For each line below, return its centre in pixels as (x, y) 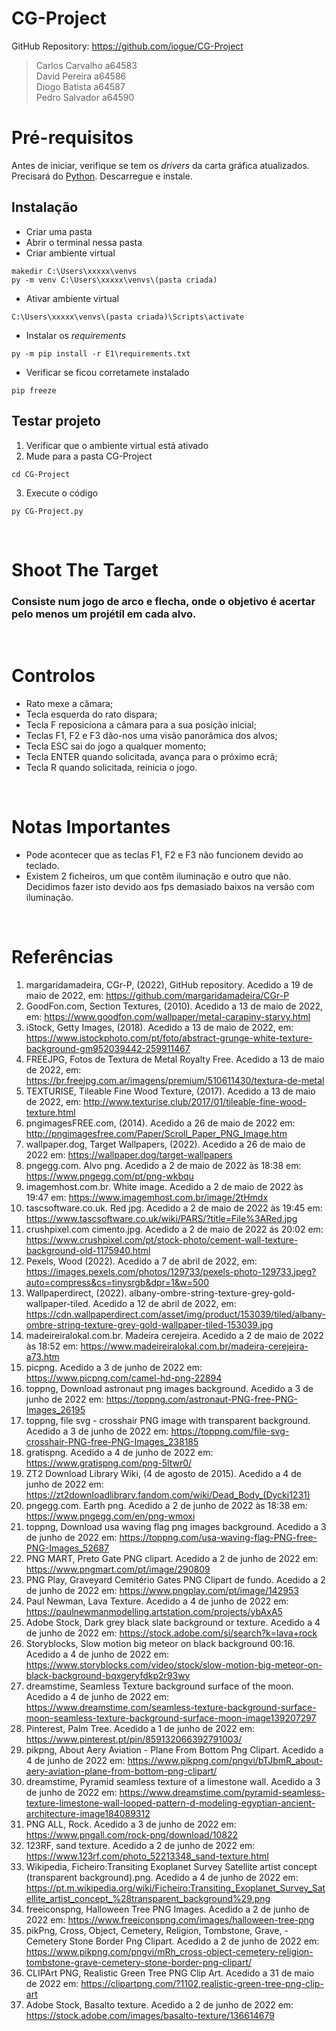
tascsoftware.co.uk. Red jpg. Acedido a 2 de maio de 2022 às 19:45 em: (174, 1208)
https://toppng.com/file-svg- (230, 1431)
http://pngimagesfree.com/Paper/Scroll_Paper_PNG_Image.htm (156, 1133)
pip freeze (34, 390)
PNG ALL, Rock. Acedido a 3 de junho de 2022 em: (131, 1824)
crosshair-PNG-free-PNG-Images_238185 (112, 1441)
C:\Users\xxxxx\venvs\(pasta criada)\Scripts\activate (128, 317)
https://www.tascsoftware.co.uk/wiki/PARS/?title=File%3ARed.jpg (161, 1218)
